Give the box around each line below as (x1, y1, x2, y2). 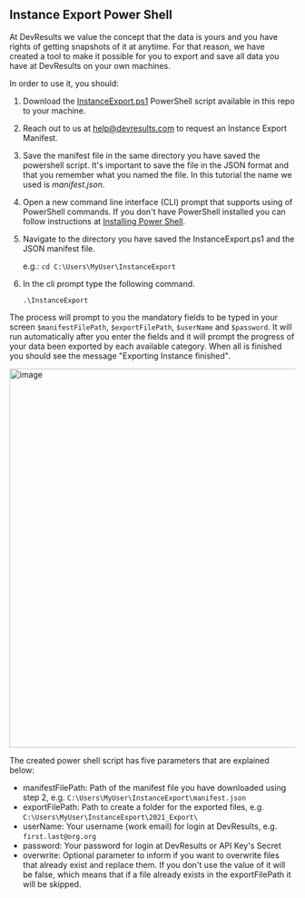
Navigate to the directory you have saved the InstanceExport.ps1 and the (22, 233, 295, 244)
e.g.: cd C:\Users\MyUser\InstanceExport (22, 261, 176, 271)
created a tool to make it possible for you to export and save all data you (9, 50, 280, 62)
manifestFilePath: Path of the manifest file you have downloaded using (22, 782, 287, 793)
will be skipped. (22, 878, 82, 889)
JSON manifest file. (22, 242, 95, 253)
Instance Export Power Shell (9, 7, 172, 23)
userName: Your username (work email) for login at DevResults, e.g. (22, 821, 278, 832)
